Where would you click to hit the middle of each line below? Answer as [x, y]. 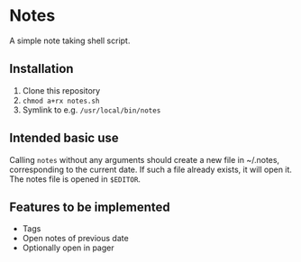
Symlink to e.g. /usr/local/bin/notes [91, 110]
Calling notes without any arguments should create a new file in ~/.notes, [145, 159]
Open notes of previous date [75, 239]
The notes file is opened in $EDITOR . [75, 179]
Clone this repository [61, 90]
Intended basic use [64, 138]
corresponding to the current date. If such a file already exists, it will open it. [151, 169]
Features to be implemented [90, 207]
